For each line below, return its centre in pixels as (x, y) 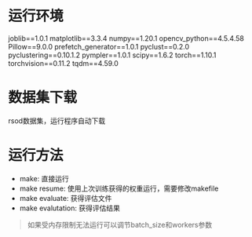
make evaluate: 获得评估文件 (66, 198)
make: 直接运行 (44, 178)
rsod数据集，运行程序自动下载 (57, 120)
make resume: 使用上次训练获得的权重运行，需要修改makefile (119, 188)
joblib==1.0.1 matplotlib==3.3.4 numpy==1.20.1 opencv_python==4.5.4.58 (126, 38)
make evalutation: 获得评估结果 (69, 208)
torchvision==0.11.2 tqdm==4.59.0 (64, 63)
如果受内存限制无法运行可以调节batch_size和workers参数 (120, 224)
